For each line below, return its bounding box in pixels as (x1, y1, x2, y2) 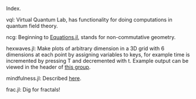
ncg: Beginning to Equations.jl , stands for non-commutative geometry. (6, 34, 176, 40)
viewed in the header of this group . (6, 63, 91, 70)
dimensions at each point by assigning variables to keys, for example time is (6, 51, 190, 58)
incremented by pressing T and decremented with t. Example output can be (6, 58, 189, 64)
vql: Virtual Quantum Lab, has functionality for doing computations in (6, 16, 173, 23)
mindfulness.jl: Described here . (6, 75, 82, 82)
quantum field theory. (6, 23, 58, 29)
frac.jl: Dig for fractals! (6, 86, 60, 93)
